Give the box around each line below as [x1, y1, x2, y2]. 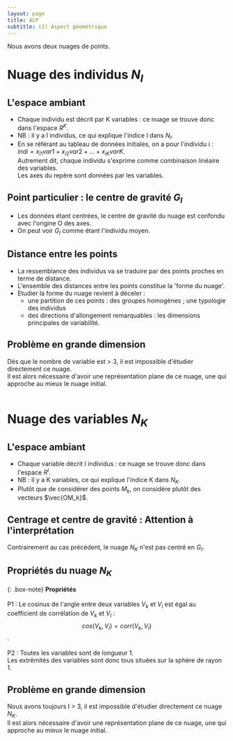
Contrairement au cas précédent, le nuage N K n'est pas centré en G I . [7, 543, 204, 553]
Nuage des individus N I [7, 67, 144, 85]
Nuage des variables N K [7, 411, 148, 429]
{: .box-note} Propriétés [7, 585, 77, 593]
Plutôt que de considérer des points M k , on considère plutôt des [17, 484, 202, 495]
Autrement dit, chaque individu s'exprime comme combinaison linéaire [17, 157, 220, 165]
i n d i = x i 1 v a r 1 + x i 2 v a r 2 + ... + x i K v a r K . [17, 148, 125, 157]
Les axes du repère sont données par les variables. [17, 171, 165, 180]
